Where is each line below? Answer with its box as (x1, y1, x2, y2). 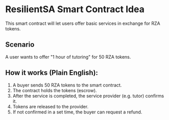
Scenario (5, 41, 35, 49)
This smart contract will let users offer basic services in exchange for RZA (5, 20, 160, 26)
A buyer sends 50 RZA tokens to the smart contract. (12, 82, 122, 88)
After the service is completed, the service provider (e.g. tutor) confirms (12, 93, 164, 99)
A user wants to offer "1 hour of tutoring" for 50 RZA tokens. (5, 54, 131, 60)
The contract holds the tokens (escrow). (12, 87, 97, 93)
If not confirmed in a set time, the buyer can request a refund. (12, 109, 143, 115)
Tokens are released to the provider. (12, 103, 89, 109)
